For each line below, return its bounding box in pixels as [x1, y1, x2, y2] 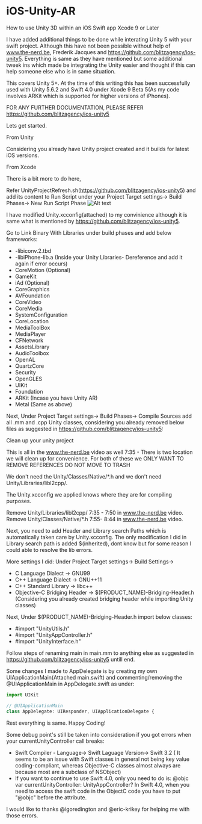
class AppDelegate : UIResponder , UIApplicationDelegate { [6, 708, 155, 714]
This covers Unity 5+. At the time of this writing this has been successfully [6, 79, 191, 87]
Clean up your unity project [6, 436, 74, 444]
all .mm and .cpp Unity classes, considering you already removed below [6, 418, 185, 426]
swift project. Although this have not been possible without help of [6, 42, 171, 49]
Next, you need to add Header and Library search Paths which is [6, 527, 167, 534]
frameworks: [6, 235, 38, 243]
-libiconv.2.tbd [14, 247, 52, 254]
